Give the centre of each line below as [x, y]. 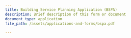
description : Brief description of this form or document [65, 14]
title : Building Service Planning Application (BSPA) [61, 10]
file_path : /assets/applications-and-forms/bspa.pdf [60, 23]
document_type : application [34, 19]
